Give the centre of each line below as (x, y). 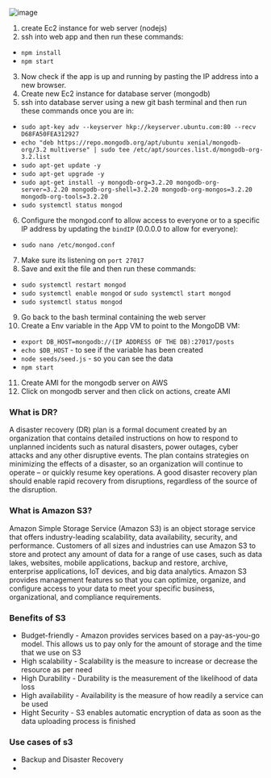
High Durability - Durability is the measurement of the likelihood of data (139, 678)
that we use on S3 (51, 652)
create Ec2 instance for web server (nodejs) (94, 28)
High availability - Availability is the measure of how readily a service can (142, 695)
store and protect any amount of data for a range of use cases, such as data (136, 554)
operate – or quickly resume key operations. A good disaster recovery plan (133, 473)
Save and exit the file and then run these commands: (108, 269)
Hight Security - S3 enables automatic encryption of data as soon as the (141, 712)
